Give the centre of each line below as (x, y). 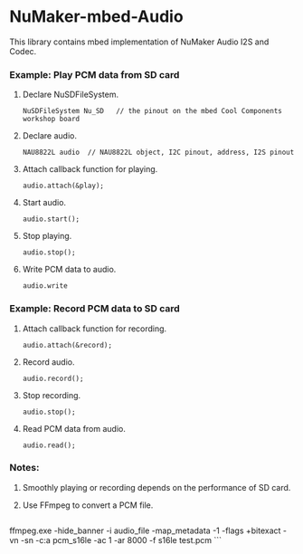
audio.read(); (49, 445)
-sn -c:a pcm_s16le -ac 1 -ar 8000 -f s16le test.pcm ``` (122, 540)
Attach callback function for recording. (95, 329)
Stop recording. (52, 395)
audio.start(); (51, 219)
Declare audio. (49, 136)
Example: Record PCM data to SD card (95, 309)
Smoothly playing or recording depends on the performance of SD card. (156, 487)
